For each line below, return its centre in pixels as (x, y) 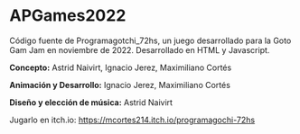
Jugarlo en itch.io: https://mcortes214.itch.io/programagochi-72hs (132, 120)
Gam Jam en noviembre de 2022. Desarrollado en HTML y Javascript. (140, 49)
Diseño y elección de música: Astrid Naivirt (91, 102)
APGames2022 (68, 16)
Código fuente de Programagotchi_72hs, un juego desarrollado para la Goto (150, 40)
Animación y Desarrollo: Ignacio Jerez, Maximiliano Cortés (120, 85)
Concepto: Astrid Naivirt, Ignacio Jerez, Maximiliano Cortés (121, 67)
